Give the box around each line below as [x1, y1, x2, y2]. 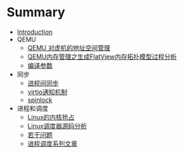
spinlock [27, 95, 52, 104]
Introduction [16, 28, 53, 36]
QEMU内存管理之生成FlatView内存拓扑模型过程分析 [27, 52, 178, 61]
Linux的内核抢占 [27, 112, 75, 121]
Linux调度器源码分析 [27, 122, 88, 130]
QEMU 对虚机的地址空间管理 [27, 43, 110, 52]
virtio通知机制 [27, 88, 68, 96]
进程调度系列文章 [27, 139, 78, 148]
